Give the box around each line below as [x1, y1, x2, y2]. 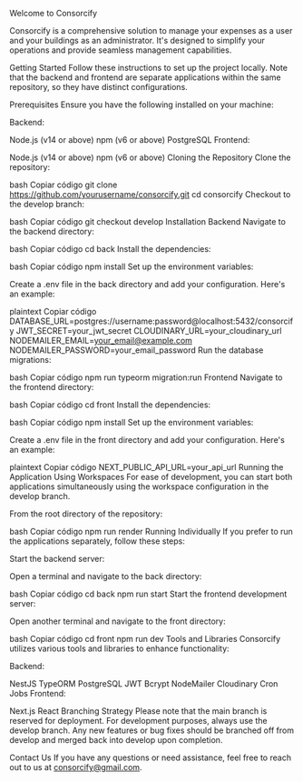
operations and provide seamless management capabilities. [9, 45, 232, 55]
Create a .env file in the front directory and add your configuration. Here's [9, 435, 286, 445]
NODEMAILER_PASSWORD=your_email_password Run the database [9, 345, 264, 356]
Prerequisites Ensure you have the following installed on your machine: [9, 99, 274, 110]
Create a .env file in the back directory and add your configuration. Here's [9, 279, 286, 289]
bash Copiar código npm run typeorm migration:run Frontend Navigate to [9, 372, 283, 383]
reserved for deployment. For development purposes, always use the [9, 716, 268, 726]
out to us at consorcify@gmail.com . [9, 762, 142, 772]
